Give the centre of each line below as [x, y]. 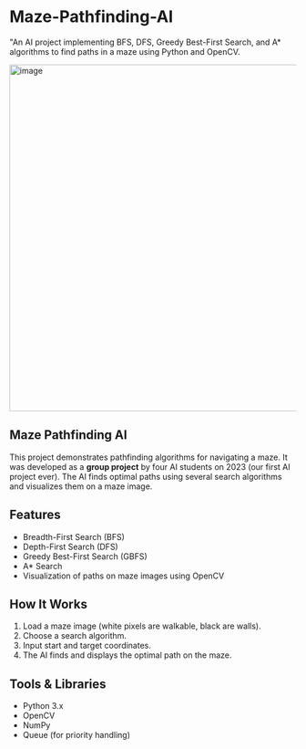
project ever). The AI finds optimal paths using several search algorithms [146, 476]
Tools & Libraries [58, 684]
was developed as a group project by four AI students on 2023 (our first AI [150, 466]
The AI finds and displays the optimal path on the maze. [127, 655]
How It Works [49, 604]
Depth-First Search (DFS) [70, 546]
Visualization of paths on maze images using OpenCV [123, 576]
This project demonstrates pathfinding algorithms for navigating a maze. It [149, 457]
